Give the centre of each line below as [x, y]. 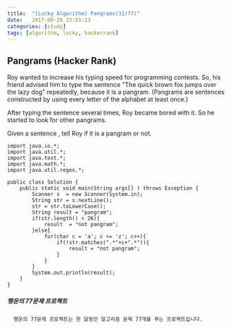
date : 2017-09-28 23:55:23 [49, 20]
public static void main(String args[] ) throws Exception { [109, 188]
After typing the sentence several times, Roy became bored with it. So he [111, 113]
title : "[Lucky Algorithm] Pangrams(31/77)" [73, 13]
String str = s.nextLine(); [72, 201]
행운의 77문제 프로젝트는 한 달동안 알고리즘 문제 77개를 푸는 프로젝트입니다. [108, 319]
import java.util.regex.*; [46, 170]
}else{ [41, 231]
